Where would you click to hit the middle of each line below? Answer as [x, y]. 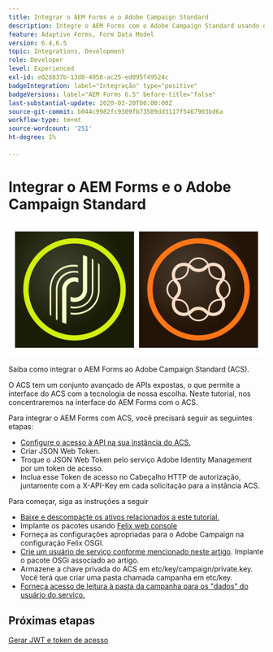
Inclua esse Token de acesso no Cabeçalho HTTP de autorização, [130, 477]
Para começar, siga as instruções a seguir [78, 502]
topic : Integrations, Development [67, 52]
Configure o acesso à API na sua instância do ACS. [105, 442]
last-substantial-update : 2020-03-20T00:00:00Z [91, 103]
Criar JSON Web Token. [60, 451]
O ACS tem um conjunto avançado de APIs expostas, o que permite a [124, 385]
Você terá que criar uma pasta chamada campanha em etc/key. [126, 578]
